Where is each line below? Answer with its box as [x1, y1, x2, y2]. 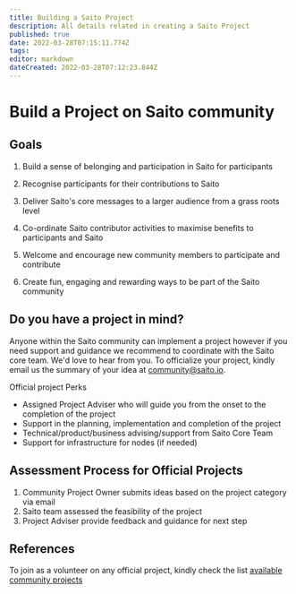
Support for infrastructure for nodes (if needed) [21, 436, 199, 448]
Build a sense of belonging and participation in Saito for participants [21, 160, 273, 171]
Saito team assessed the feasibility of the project [21, 505, 203, 516]
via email [21, 496, 55, 507]
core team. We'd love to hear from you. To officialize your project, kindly [9, 355, 275, 366]
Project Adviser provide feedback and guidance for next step [21, 515, 248, 526]
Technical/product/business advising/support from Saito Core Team [21, 427, 274, 438]
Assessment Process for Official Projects [9, 463, 243, 478]
